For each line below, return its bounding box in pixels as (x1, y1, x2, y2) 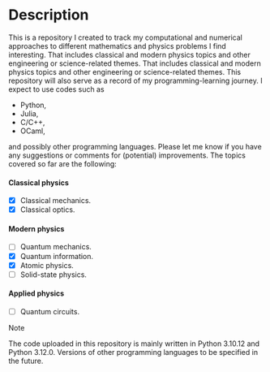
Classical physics (8, 177, 69, 188)
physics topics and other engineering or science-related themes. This (8, 67, 242, 76)
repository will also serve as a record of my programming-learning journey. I (8, 76, 263, 85)
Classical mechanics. (19, 196, 92, 205)
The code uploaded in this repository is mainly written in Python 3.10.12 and (8, 339, 260, 348)
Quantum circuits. (19, 306, 79, 316)
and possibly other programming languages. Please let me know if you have (8, 141, 262, 151)
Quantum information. (19, 251, 94, 261)
